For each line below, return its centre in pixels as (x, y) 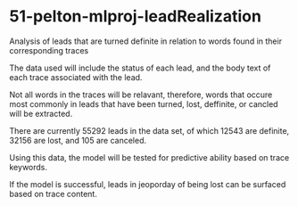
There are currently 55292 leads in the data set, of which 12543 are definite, (149, 130)
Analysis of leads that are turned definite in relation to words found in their (146, 41)
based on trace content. (54, 194)
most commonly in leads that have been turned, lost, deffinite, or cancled (144, 103)
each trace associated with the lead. (76, 77)
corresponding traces (49, 50)
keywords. (28, 167)
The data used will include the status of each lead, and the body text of (140, 68)
